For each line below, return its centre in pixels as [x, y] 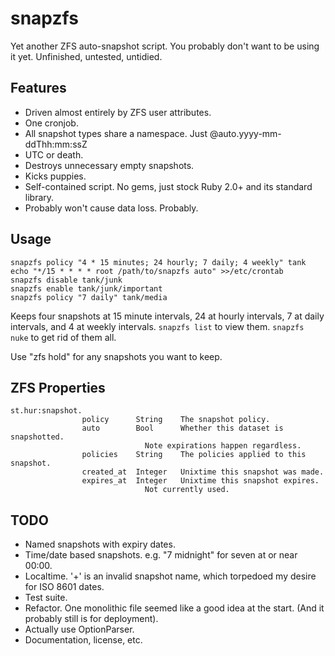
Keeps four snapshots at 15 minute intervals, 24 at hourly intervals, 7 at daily [167, 316]
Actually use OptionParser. [79, 629]
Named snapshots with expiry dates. [100, 544]
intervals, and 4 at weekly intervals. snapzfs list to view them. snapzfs [157, 326]
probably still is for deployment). [91, 619]
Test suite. [46, 598]
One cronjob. [51, 123]
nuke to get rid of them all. [63, 337]
